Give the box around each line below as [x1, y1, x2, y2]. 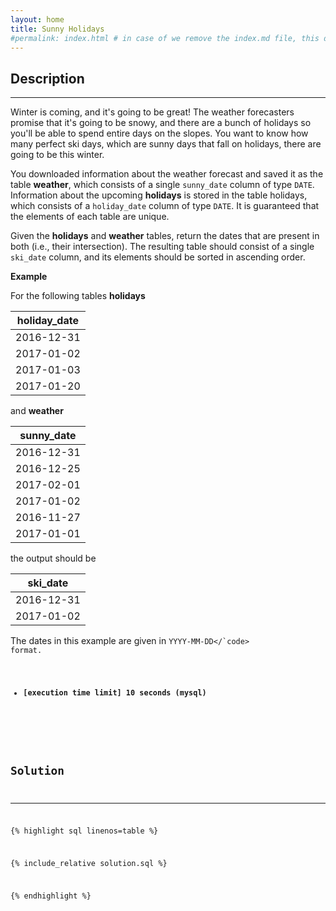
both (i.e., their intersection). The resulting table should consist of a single [10, 241, 315, 253]
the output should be [10, 552, 97, 565]
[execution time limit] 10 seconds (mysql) [23, 688, 207, 698]
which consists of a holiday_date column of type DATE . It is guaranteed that [10, 200, 320, 212]
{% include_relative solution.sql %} [10, 859, 168, 869]
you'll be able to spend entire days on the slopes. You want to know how [10, 127, 309, 140]
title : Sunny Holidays [10, 24, 105, 34]
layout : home [10, 14, 65, 25]
